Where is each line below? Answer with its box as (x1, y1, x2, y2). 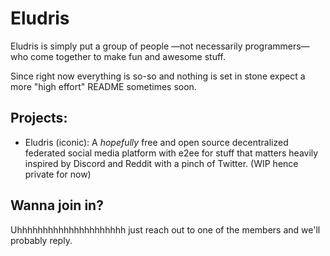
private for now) (24, 168, 92, 180)
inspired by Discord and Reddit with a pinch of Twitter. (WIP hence (24, 157, 299, 169)
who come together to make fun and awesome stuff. (10, 50, 226, 62)
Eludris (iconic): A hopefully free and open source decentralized (24, 136, 289, 148)
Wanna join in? (10, 197, 104, 214)
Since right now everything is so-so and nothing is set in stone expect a (10, 70, 306, 82)
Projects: (10, 110, 68, 127)
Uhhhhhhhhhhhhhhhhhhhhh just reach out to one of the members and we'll (10, 223, 321, 236)
